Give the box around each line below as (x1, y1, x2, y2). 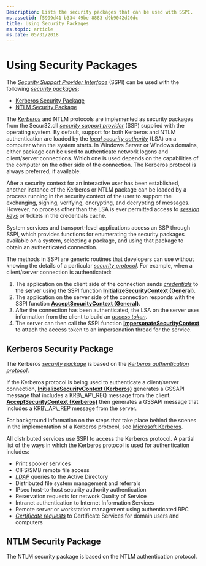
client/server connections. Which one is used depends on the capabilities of (6, 155, 199, 162)
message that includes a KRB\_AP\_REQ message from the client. (6, 391, 172, 399)
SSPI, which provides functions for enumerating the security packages (6, 231, 185, 238)
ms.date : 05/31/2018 (6, 32, 59, 38)
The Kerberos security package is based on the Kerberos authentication (6, 360, 189, 367)
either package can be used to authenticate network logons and (6, 148, 169, 155)
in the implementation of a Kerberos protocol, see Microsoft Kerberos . (6, 423, 183, 430)
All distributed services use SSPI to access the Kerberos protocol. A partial (6, 435, 195, 442)
